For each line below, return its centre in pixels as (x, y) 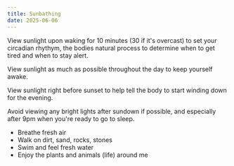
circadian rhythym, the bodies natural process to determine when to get (111, 48)
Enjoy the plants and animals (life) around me (83, 155)
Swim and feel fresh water (56, 147)
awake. (18, 76)
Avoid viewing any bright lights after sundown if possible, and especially (112, 111)
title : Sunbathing (34, 14)
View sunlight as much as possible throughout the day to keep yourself (110, 69)
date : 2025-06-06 (33, 20)
